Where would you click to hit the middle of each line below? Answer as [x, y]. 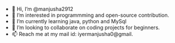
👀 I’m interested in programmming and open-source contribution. [90, 15]
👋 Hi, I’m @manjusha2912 [42, 9]
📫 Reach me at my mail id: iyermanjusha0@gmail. [72, 34]
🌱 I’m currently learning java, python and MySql [69, 21]
